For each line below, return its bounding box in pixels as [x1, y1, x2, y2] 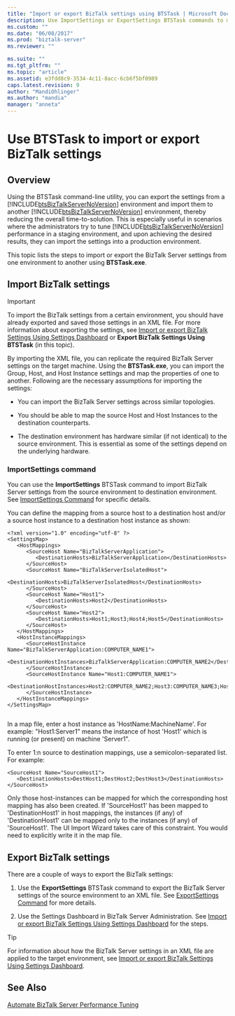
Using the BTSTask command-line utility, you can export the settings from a [7, 193, 225, 200]
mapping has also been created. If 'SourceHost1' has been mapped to [7, 802, 208, 810]
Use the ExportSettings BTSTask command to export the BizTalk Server [17, 884, 225, 892]
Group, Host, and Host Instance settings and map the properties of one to [7, 369, 220, 377]
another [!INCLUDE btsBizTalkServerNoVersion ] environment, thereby [7, 207, 206, 216]
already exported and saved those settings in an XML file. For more [7, 318, 201, 327]
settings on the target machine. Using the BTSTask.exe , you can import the [7, 362, 225, 370]
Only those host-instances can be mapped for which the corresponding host [7, 794, 228, 802]
